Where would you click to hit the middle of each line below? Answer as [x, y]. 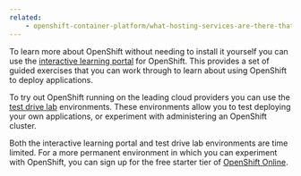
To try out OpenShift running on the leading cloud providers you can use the [150, 97]
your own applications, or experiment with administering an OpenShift [138, 116]
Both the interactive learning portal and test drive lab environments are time [149, 143]
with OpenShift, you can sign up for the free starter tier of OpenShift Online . [149, 162]
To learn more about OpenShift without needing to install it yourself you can [149, 51]
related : [26, 17]
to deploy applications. [52, 80]
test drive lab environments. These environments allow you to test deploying [150, 106]
